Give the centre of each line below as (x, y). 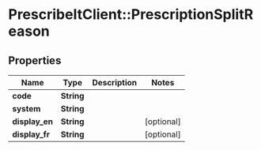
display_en (33, 122)
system (26, 109)
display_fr (31, 134)
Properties (35, 60)
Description (115, 82)
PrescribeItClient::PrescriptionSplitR (131, 15)
